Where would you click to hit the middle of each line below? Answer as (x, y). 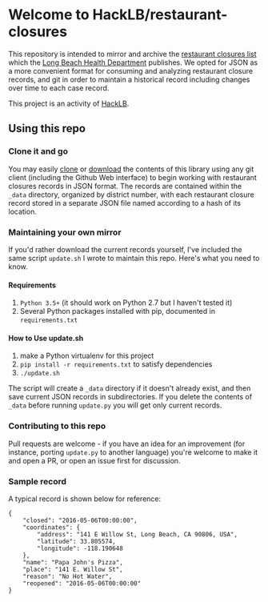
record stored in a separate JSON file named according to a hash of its (125, 203)
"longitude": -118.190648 (80, 548)
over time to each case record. (59, 88)
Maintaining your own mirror (65, 232)
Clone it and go (38, 151)
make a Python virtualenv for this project (87, 356)
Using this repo (47, 128)
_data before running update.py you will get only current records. (115, 405)
